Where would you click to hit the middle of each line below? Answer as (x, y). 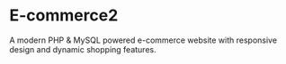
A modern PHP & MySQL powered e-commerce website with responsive (143, 40)
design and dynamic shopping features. (83, 49)
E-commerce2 (64, 16)
